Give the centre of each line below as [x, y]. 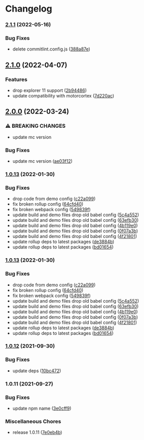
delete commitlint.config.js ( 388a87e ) [51, 49]
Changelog [29, 9]
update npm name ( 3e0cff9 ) [42, 408]
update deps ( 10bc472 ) [37, 371]
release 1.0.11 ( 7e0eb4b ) [37, 432]
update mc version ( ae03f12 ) [43, 161]
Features [16, 79]
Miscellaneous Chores [33, 421]
